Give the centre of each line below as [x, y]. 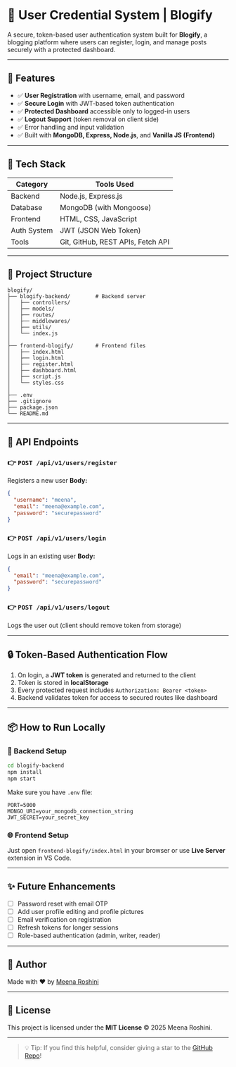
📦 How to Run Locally [57, 727]
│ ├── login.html [36, 358]
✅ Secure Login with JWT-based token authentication [96, 103]
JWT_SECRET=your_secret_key [48, 818]
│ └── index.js [33, 334]
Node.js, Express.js [91, 196]
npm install [25, 772]
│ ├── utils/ [29, 328]
